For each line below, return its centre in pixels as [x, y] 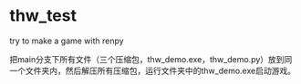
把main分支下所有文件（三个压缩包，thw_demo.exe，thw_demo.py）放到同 [151, 59]
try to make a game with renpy [67, 41]
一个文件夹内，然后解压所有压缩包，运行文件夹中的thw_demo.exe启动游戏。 [153, 70]
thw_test [43, 16]
